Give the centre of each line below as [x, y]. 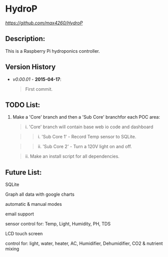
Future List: [24, 172]
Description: [25, 39]
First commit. [39, 89]
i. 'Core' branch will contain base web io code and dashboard [89, 127]
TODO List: [23, 105]
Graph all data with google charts [40, 194]
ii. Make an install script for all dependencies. [72, 156]
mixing [12, 249]
